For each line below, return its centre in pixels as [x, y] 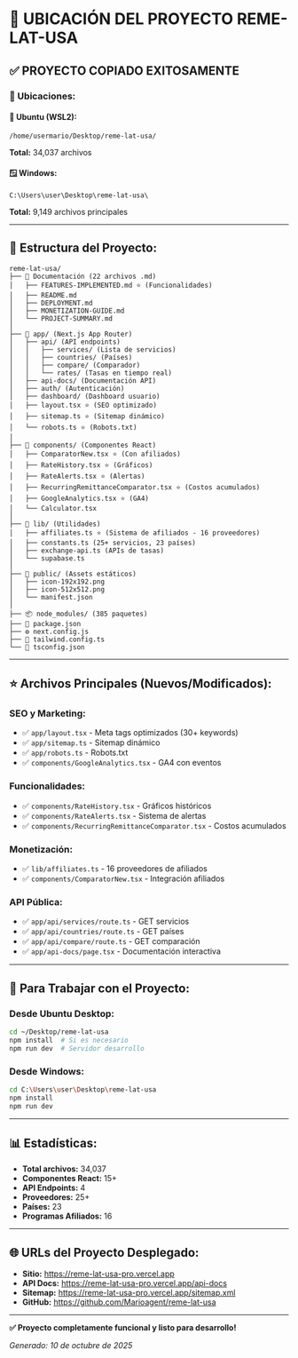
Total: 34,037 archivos [51, 152]
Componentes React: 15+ [70, 1179]
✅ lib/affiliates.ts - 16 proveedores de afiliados [115, 869]
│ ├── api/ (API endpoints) [65, 342]
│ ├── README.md [43, 295]
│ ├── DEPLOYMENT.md [51, 303]
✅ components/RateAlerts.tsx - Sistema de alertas [114, 815]
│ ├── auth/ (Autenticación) [67, 388]
